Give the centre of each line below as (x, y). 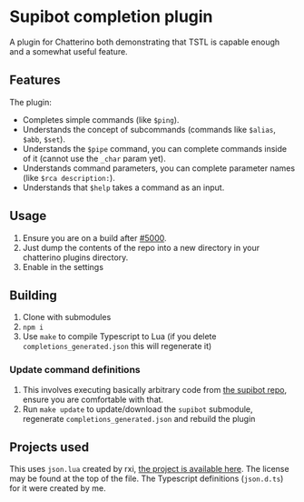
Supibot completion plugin (111, 17)
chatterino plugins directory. (75, 257)
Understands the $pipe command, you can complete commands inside (155, 148)
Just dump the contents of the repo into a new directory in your (141, 247)
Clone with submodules (67, 317)
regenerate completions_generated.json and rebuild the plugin (139, 418)
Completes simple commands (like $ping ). (101, 119)
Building (33, 295)
